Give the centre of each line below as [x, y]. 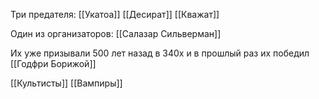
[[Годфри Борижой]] [53, 63]
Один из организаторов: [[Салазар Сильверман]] [116, 33]
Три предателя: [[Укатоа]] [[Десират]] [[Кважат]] [115, 14]
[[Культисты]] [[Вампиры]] [66, 83]
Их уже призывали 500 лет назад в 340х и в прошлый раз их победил [160, 53]
